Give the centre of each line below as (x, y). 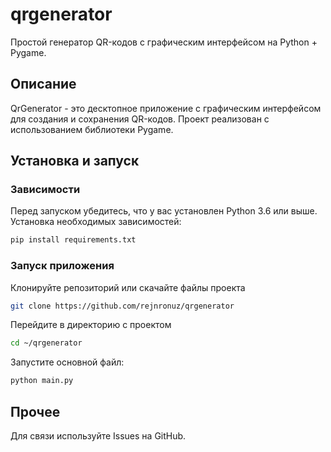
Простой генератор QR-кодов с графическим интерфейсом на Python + (164, 42)
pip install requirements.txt (73, 240)
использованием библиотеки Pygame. (92, 129)
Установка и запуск (75, 161)
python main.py (42, 381)
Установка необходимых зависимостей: (96, 222)
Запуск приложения (62, 266)
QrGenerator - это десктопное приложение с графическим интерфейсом (166, 108)
